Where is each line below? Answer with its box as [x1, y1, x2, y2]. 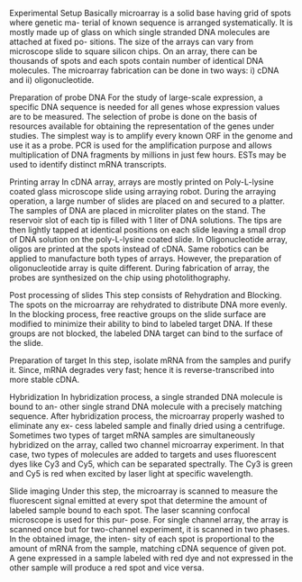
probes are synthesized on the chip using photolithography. [9, 272, 231, 283]
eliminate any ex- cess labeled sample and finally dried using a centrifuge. [9, 421, 286, 431]
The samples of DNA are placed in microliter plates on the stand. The [9, 205, 266, 215]
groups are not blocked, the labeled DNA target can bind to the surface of [9, 328, 284, 339]
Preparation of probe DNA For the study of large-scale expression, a [9, 92, 263, 103]
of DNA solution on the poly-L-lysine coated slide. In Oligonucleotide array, [9, 234, 288, 244]
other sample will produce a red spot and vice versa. [9, 562, 205, 573]
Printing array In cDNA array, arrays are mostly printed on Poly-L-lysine [9, 177, 274, 187]
